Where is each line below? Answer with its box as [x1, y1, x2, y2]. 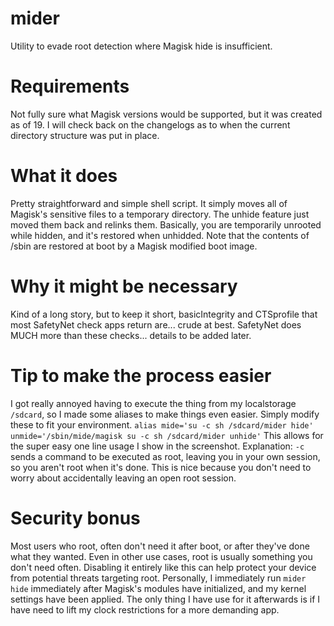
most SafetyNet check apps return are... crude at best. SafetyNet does [10, 318, 302, 331]
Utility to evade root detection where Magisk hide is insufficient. [10, 40, 273, 52]
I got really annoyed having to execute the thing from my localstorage [10, 397, 297, 409]
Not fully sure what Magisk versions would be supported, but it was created [10, 108, 323, 120]
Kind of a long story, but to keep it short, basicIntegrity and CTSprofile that [10, 308, 318, 320]
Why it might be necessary [10, 275, 238, 297]
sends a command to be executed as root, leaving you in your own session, [10, 450, 321, 462]
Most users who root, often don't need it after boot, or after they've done [10, 540, 310, 552]
